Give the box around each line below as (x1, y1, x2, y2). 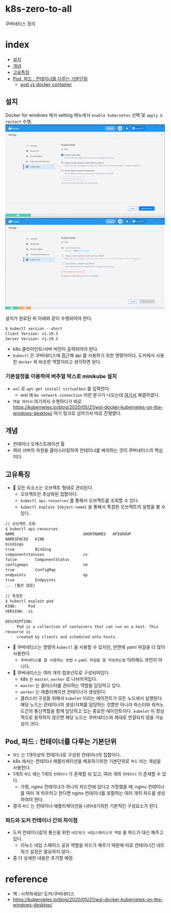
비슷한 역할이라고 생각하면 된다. (38, 359, 102, 365)
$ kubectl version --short (5, 326, 63, 331)
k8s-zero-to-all (5, 3, 72, 15)
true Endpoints (5, 578, 56, 583)
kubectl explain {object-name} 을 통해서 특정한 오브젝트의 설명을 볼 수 (20, 504, 166, 510)
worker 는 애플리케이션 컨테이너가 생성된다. (20, 689, 107, 695)
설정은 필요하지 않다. (30, 849, 71, 855)
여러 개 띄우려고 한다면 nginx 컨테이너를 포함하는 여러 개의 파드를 (26, 790, 156, 796)
